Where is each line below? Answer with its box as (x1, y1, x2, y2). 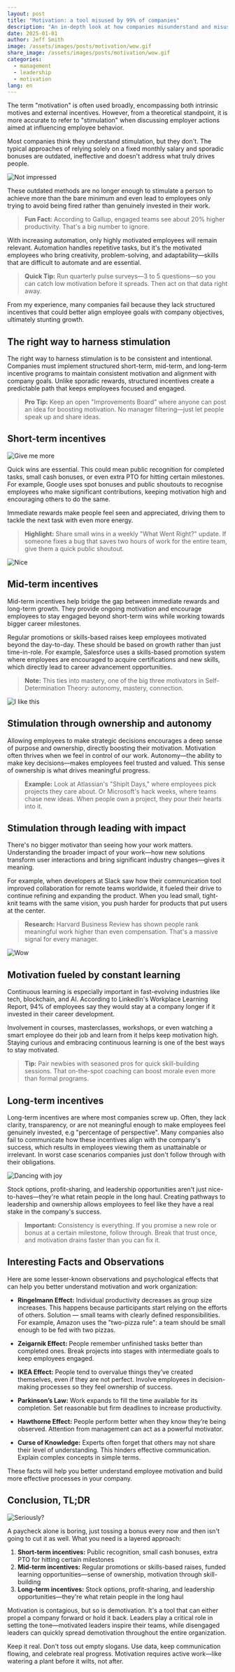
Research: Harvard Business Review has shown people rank (24, 920, 199, 929)
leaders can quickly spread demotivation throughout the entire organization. (7, 1628, 227, 1637)
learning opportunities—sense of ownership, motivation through (17, 1570, 202, 1578)
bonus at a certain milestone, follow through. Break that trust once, (24, 1228, 218, 1237)
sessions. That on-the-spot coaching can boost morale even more (24, 1067, 215, 1075)
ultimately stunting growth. (7, 315, 85, 324)
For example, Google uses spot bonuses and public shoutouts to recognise (7, 480, 223, 488)
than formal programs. (24, 1074, 90, 1083)
